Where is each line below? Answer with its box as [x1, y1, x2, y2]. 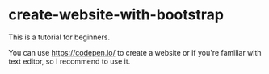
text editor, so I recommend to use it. [8, 56, 131, 66]
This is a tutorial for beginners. [8, 32, 111, 42]
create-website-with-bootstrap [8, 6, 225, 24]
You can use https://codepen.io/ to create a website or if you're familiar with [8, 47, 262, 57]
